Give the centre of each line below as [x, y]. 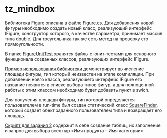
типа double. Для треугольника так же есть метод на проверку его [77, 39]
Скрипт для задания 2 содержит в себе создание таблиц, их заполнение [83, 125]
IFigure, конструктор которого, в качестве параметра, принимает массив [84, 33]
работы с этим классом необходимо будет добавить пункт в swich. [77, 90]
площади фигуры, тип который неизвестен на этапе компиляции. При [80, 74]
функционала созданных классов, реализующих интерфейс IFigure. [77, 59]
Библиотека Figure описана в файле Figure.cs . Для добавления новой [79, 23]
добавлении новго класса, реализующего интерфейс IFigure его [74, 79]
